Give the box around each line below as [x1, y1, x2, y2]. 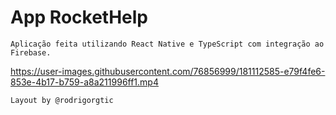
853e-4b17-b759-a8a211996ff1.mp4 [10, 76, 159, 88]
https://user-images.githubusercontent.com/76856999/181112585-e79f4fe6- [10, 65, 326, 77]
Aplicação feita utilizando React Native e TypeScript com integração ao [10, 39, 325, 49]
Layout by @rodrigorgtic [10, 95, 114, 105]
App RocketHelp [10, 6, 148, 29]
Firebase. [10, 47, 52, 58]
